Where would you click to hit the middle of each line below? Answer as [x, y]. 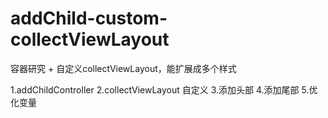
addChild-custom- [89, 18]
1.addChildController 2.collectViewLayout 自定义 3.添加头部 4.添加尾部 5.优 [164, 89]
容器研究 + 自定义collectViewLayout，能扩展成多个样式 [123, 68]
